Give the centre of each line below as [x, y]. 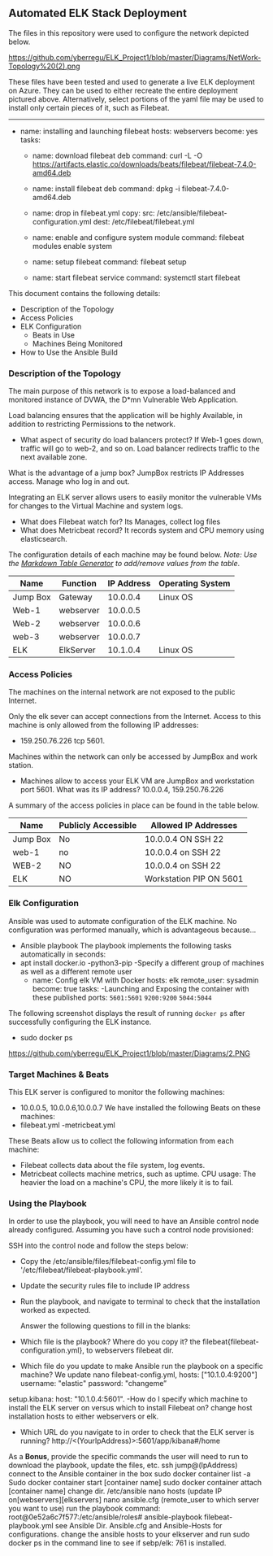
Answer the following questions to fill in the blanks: [105, 1326]
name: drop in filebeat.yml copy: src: [94, 213]
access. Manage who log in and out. [69, 482]
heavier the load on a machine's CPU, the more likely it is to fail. [127, 1182]
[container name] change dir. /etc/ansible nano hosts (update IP [115, 1491]
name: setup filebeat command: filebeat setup [109, 262]
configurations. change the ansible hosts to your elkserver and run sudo [129, 1534]
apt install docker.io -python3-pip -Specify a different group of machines [142, 962]
